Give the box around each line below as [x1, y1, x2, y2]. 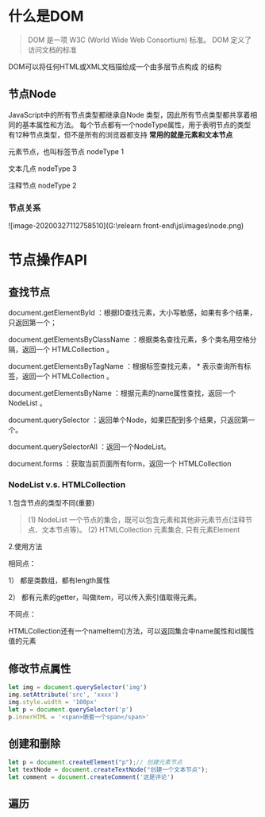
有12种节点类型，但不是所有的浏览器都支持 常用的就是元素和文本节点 [8, 130, 233, 139]
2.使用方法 [8, 542, 43, 552]
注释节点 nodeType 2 [8, 180, 77, 190]
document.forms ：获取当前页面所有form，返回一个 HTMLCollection [8, 459, 232, 469]
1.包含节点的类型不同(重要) [8, 498, 95, 508]
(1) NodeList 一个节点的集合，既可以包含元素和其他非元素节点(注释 [27, 515, 246, 525]
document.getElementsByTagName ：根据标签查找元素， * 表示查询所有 [8, 362, 244, 371]
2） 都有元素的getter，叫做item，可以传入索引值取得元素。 [8, 593, 201, 602]
